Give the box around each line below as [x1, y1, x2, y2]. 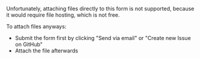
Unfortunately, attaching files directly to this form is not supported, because [6, 5, 195, 12]
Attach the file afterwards [14, 47, 78, 54]
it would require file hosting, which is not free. [6, 11, 120, 18]
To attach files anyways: [6, 23, 67, 30]
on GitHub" [14, 41, 43, 48]
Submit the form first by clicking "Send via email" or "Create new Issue [14, 35, 191, 41]
